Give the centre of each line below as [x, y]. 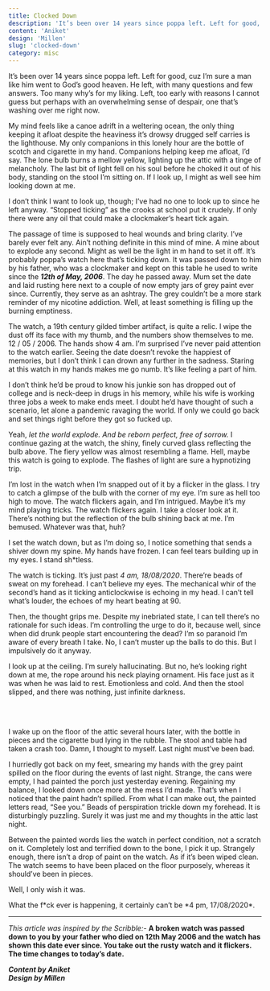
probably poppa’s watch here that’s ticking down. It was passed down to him [135, 259]
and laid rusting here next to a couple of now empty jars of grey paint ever [131, 285]
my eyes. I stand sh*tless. [51, 559]
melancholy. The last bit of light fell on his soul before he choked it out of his [135, 169]
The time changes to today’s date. [66, 954]
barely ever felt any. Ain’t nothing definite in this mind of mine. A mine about [134, 243]
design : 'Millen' [37, 38]
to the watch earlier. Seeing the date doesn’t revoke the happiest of [120, 352]
